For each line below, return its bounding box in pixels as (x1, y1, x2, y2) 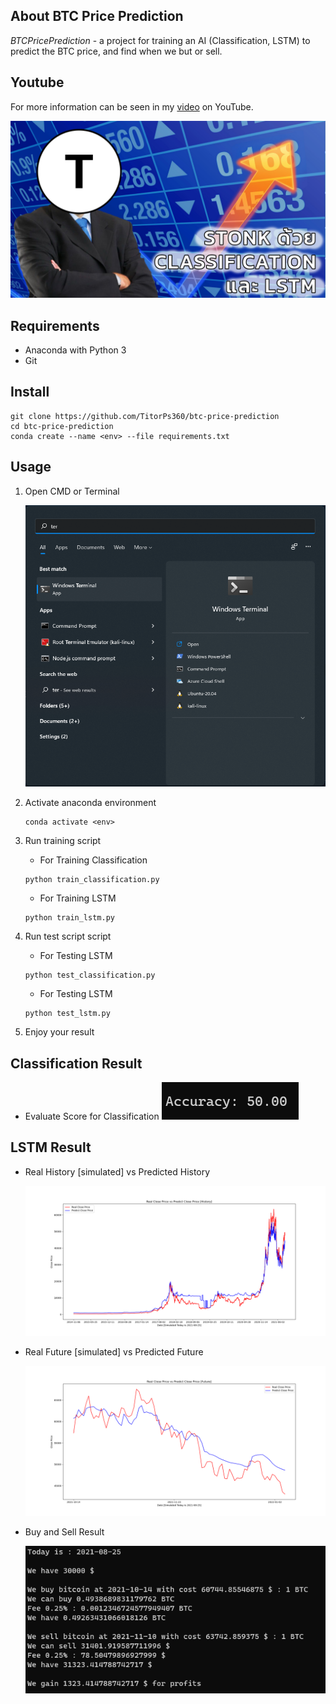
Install (10, 384, 50, 401)
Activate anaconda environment (24, 797, 157, 809)
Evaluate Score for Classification (24, 1110, 160, 1122)
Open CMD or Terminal (24, 485, 120, 497)
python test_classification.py (24, 970, 156, 981)
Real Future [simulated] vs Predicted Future (24, 1345, 204, 1358)
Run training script (24, 835, 102, 847)
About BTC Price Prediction (10, 8, 184, 25)
